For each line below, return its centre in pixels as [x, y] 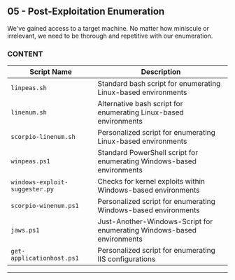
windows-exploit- [40, 182]
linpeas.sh [29, 88]
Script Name [50, 72]
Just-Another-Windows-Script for [155, 221]
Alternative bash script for [140, 104]
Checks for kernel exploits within [151, 182]
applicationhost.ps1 [45, 258]
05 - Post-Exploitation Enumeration [86, 12]
